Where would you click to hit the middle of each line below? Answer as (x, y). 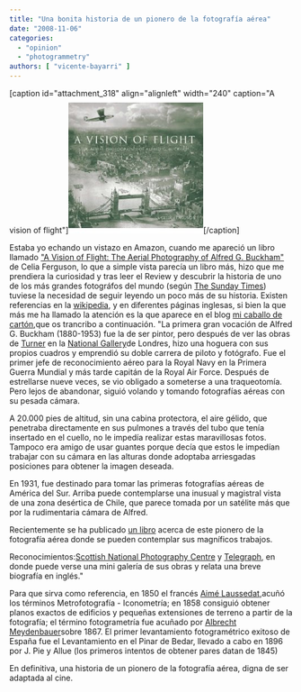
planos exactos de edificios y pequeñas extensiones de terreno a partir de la (151, 612)
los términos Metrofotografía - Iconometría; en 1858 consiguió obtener (140, 603)
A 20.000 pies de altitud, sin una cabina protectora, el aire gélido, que (138, 418)
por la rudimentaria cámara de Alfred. (79, 512)
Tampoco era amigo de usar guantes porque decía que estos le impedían (145, 447)
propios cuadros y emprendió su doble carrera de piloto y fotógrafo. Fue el (147, 353)
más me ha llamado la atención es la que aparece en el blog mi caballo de (146, 314)
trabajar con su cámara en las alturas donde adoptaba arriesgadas (133, 456)
